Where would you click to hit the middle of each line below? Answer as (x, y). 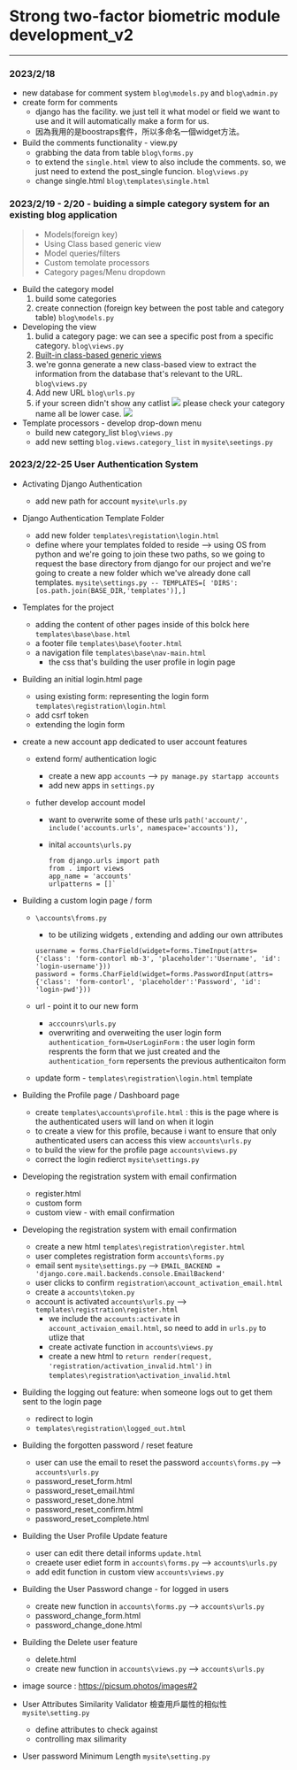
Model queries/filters (82, 253)
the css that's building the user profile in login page (142, 662)
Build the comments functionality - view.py (100, 142)
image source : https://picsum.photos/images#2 (110, 1685)
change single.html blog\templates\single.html (122, 181)
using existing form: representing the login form (122, 696)
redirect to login (64, 1419)
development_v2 (72, 35)
